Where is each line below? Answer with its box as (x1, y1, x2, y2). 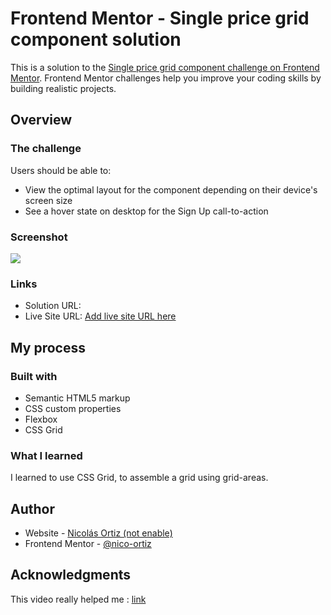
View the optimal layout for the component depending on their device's (24, 183, 318, 196)
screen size (24, 194, 73, 206)
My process (10, 339, 86, 356)
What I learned (10, 448, 83, 462)
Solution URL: (24, 300, 82, 312)
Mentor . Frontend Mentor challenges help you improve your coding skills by (10, 72, 322, 84)
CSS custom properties (24, 402, 122, 414)
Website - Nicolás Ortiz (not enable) (24, 527, 173, 539)
